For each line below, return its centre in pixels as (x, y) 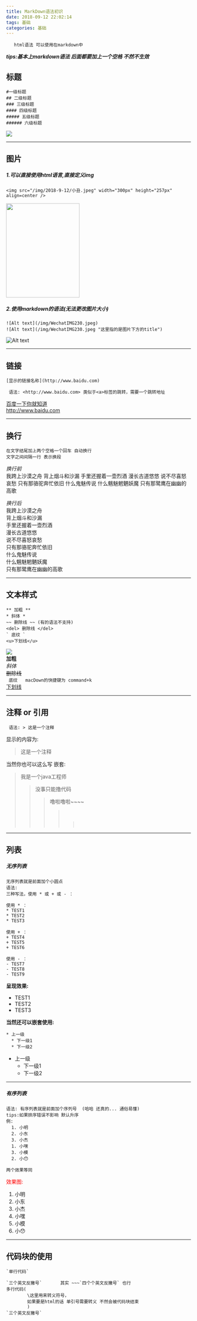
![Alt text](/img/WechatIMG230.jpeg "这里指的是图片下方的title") (84, 330)
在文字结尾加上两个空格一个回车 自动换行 (49, 451)
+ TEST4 (16, 937)
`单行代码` (18, 1271)
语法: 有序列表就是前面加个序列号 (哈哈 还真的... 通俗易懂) (73, 1109)
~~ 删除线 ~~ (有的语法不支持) (40, 622)
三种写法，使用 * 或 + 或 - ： (40, 894)
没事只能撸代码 (53, 789)
